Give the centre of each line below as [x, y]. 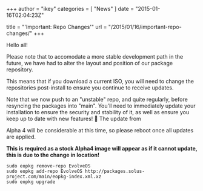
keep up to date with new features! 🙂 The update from [74, 118]
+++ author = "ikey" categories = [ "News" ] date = [70, 9]
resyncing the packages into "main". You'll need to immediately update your [101, 106]
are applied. [21, 137]
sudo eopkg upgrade [31, 182]
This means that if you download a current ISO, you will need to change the [100, 81]
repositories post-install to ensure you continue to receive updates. [90, 88]
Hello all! [17, 45]
